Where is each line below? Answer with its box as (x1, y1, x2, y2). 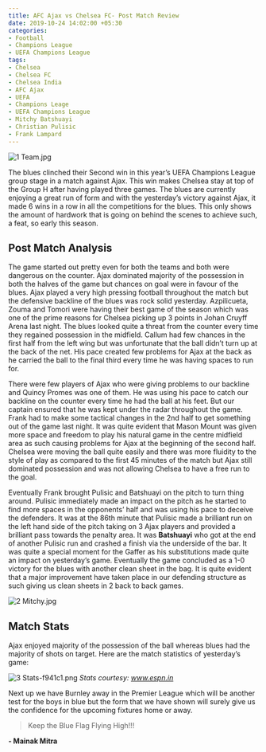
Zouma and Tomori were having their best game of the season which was (8, 304, 249, 315)
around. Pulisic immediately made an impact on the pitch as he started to (8, 496, 247, 506)
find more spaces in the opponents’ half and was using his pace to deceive (8, 505, 254, 515)
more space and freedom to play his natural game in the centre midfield (8, 430, 243, 440)
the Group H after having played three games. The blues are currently (8, 184, 236, 194)
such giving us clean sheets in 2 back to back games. (8, 581, 184, 590)
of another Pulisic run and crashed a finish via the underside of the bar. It (8, 539, 248, 548)
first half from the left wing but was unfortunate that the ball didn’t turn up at (8, 339, 258, 348)
